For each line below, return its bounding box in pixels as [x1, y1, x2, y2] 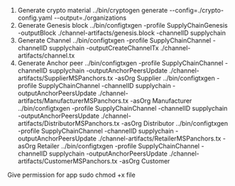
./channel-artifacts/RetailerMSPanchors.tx [98, 134, 222, 143]
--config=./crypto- [169, 6, 224, 14]
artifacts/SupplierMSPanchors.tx [17, 74, 114, 82]
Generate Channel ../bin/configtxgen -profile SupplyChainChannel [17, 36, 212, 45]
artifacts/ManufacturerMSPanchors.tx [17, 97, 129, 105]
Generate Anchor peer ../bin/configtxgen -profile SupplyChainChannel [17, 59, 224, 67]
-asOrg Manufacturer [130, 97, 192, 105]
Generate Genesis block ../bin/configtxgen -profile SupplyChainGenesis [17, 21, 229, 29]
